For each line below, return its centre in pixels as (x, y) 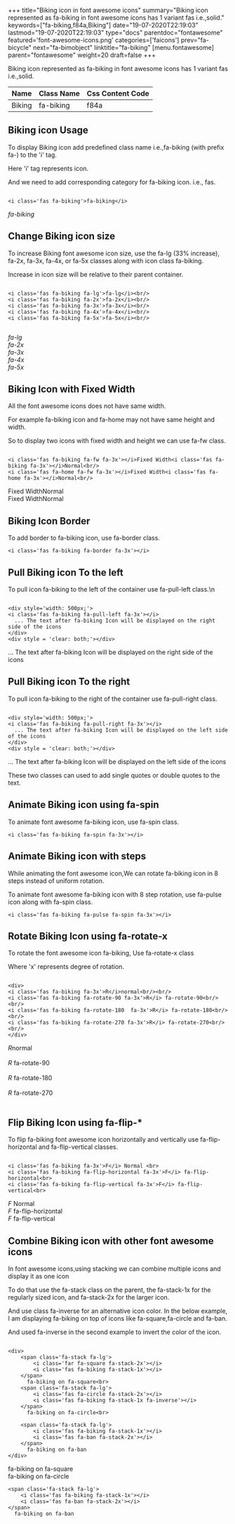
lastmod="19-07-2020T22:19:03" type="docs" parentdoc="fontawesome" (115, 32)
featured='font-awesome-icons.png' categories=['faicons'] (94, 40)
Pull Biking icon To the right (69, 682)
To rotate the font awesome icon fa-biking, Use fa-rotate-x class (101, 953)
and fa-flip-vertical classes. (78, 1147)
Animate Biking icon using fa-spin (84, 805)
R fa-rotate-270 (31, 1093)
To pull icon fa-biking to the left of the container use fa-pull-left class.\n (112, 590)
